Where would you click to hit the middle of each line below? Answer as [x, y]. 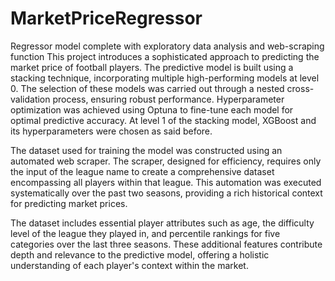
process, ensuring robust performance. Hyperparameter [168, 99]
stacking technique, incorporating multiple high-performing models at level [165, 78]
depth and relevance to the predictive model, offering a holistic [140, 254]
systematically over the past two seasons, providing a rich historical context [166, 193]
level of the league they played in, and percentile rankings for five [145, 233]
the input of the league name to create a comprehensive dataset [142, 171]
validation [30, 99]
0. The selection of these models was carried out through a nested [147, 88]
